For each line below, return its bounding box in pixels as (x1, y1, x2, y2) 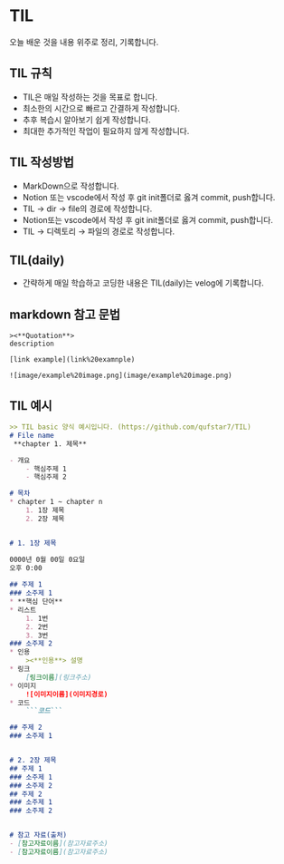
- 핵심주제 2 (25, 472, 68, 481)
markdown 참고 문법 (9, 306, 120, 322)
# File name (9, 431, 54, 440)
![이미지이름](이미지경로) (25, 690, 109, 699)
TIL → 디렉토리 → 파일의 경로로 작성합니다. (22, 226, 175, 237)
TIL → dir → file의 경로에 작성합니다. (22, 203, 153, 214)
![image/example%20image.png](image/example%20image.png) (9, 371, 232, 381)
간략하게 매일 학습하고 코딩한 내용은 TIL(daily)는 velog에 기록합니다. (22, 277, 264, 288)
